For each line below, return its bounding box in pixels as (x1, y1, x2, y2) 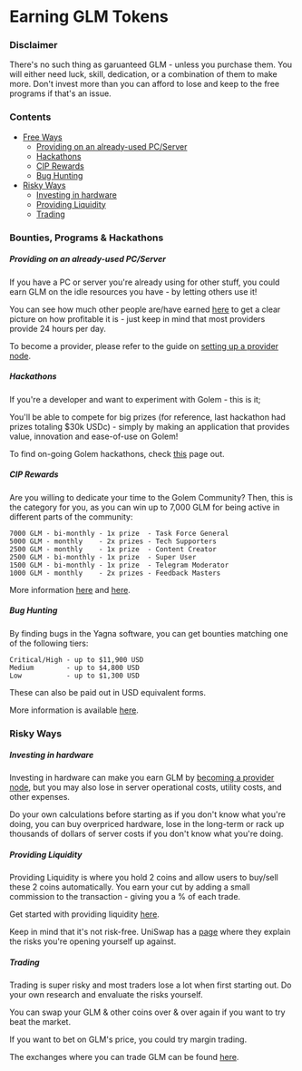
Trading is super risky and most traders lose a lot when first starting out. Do (9, 979, 292, 990)
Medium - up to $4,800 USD (9, 663, 141, 672)
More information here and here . (9, 584, 132, 595)
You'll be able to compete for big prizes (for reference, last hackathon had (9, 411, 286, 423)
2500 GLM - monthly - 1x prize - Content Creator (9, 544, 218, 554)
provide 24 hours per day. (9, 323, 106, 334)
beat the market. (9, 1017, 71, 1027)
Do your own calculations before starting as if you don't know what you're (9, 809, 286, 820)
